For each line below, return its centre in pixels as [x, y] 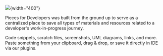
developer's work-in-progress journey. [45, 28]
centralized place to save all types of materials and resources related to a [80, 23]
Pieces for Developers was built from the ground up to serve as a [72, 18]
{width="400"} [25, 8]
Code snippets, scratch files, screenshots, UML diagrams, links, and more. [81, 38]
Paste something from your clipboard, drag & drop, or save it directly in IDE [82, 43]
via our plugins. [21, 48]
